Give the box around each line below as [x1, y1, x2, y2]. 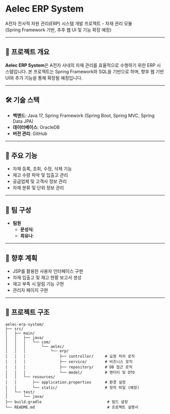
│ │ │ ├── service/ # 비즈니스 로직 [5, 359, 133, 364]
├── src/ [5, 326, 24, 332]
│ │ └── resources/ [5, 374, 56, 380]
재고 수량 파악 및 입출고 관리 [12, 172, 68, 178]
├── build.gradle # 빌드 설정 [5, 399, 128, 404]
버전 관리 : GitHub [12, 130, 48, 137]
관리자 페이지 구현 [12, 287, 48, 293]
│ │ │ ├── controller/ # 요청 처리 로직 [5, 354, 135, 359]
